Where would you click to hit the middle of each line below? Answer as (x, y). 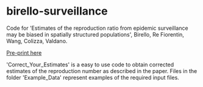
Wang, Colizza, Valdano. (37, 41)
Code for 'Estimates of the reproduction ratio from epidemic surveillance (97, 28)
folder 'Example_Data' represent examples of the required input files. (93, 77)
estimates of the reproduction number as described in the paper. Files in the (102, 71)
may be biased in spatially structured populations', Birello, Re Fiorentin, (95, 34)
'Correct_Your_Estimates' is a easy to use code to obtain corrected (90, 64)
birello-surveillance (57, 11)
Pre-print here (24, 52)
